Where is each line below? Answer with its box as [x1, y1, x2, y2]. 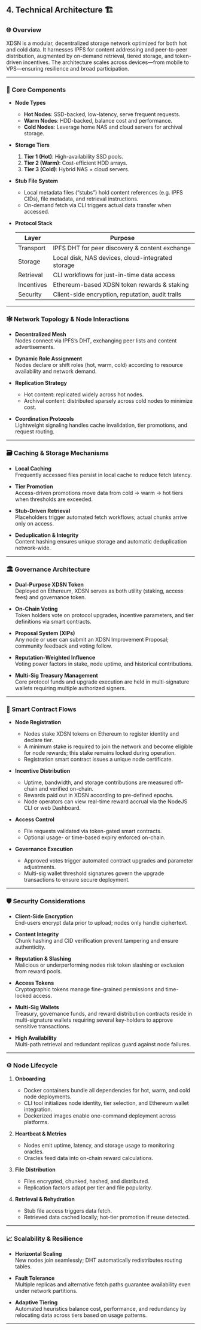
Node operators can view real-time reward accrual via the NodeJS [23, 798, 188, 805]
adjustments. [23, 864, 56, 871]
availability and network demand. [14, 368, 97, 375]
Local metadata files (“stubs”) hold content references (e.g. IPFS [23, 189, 184, 196]
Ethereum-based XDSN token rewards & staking [53, 280, 190, 289]
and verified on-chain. [38, 785, 94, 792]
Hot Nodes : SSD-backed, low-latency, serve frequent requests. [23, 110, 181, 118]
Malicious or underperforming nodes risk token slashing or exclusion [14, 961, 184, 968]
